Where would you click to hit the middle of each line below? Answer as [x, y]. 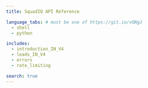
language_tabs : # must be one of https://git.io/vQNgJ [74, 22]
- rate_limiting [31, 65]
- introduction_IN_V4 [38, 49]
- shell [21, 28]
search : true [22, 76]
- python [22, 33]
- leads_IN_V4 [28, 55]
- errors [22, 60]
